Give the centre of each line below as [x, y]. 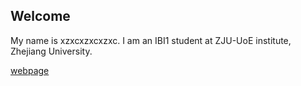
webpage [30, 70]
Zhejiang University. [51, 51]
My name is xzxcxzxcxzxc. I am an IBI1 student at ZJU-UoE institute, [151, 40]
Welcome [40, 16]
